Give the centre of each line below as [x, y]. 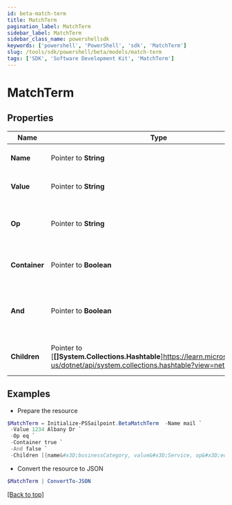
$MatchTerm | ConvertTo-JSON [49, 481]
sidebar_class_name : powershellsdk [58, 39]
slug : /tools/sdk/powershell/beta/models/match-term [85, 53]
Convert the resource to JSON [60, 468]
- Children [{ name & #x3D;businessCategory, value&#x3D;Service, [101, 455]
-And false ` [29, 449]
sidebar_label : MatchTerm [44, 33]
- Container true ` [37, 443]
